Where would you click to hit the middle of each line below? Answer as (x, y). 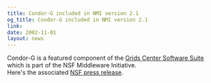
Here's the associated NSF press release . (66, 73)
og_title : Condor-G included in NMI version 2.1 (78, 20)
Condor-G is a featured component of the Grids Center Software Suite (105, 58)
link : (15, 26)
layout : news (26, 39)
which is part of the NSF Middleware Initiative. (72, 65)
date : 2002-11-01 (32, 32)
